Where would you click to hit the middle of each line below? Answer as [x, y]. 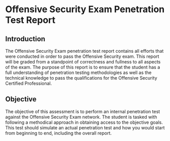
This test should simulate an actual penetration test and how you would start [85, 127]
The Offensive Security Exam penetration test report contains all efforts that [84, 51]
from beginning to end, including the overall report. [59, 133]
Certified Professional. [29, 83]
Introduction [25, 39]
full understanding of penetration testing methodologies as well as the [78, 73]
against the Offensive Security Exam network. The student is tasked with [81, 117]
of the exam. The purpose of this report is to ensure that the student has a [83, 67]
